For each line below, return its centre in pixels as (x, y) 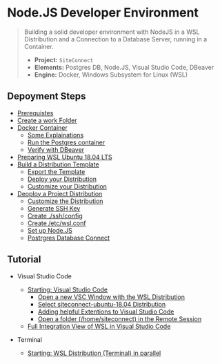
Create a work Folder (47, 120)
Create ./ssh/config (55, 215)
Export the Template (56, 171)
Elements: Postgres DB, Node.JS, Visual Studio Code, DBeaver (124, 67)
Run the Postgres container (66, 142)
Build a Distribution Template (58, 164)
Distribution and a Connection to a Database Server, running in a (116, 39)
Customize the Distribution (65, 201)
